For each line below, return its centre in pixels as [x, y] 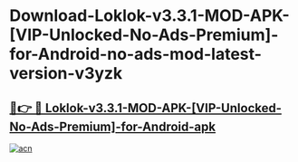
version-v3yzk [66, 74]
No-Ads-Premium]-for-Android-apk [112, 126]
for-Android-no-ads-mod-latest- [136, 54]
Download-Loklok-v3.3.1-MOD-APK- [149, 16]
